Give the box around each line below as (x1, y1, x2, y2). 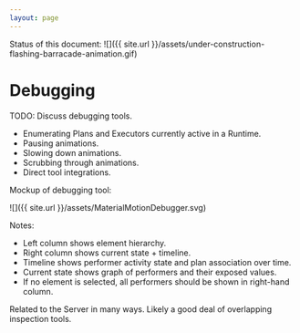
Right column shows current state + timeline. (22, 247, 191, 258)
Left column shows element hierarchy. (22, 237, 167, 248)
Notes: (9, 220, 35, 231)
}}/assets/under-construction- (150, 38, 265, 49)
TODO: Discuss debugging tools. (9, 110, 132, 121)
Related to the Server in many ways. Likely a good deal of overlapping (9, 303, 272, 315)
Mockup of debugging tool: (9, 184, 112, 195)
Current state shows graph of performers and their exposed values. (22, 266, 277, 277)
